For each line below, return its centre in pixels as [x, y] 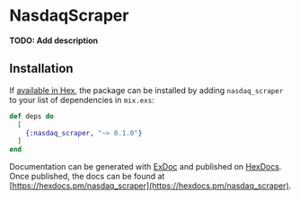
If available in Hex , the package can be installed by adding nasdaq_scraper [146, 90]
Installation [41, 69]
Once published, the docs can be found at [87, 177]
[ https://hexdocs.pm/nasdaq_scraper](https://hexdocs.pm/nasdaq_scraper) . [150, 186]
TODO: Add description [54, 40]
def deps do [31, 116]
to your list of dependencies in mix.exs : [82, 100]
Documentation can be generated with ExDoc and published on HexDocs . [146, 167]
